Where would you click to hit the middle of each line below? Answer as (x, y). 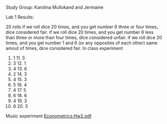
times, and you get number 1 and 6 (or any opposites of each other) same (81, 43)
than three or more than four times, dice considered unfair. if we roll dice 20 (84, 38)
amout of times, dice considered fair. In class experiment (64, 48)
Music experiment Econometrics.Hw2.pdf (49, 116)
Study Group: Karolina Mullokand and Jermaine (55, 7)
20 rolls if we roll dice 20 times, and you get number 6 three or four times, (82, 27)
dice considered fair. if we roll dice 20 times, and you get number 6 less (80, 32)
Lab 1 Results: (20, 17)
